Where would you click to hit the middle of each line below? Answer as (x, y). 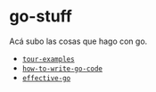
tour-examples (48, 59)
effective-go (46, 78)
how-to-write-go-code (62, 69)
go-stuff (41, 17)
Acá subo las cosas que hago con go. (78, 41)
